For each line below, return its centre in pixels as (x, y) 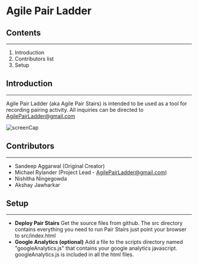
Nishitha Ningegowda (41, 178)
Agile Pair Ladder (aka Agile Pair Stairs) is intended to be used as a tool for (97, 103)
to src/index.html (35, 236)
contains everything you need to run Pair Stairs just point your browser (100, 230)
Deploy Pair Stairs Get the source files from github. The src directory (98, 223)
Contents (24, 33)
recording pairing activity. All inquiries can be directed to (75, 110)
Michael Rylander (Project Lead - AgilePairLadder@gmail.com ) (91, 172)
